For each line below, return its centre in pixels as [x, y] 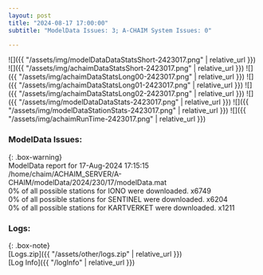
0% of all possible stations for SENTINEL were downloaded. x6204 [118, 199]
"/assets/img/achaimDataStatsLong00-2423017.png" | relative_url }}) [132, 77]
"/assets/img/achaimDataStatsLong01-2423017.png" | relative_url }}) [131, 85]
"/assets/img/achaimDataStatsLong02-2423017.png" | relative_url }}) [131, 94]
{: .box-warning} [35, 157]
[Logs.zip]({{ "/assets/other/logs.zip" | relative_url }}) [95, 254]
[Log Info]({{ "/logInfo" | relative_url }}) [72, 262]
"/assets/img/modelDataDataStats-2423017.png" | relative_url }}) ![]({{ [134, 102]
